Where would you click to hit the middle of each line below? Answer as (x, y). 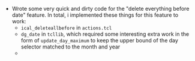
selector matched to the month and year (70, 47)
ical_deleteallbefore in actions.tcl (66, 28)
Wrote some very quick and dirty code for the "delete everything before (100, 9)
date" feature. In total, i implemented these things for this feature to (95, 15)
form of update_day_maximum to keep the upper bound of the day (100, 40)
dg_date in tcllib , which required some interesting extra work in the (105, 34)
